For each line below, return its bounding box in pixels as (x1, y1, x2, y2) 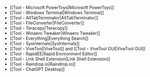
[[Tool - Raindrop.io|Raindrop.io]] (9, 61, 76, 67)
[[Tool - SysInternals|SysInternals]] (9, 41, 80, 46)
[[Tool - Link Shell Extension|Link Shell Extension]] (9, 56, 110, 62)
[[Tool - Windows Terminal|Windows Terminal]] (9, 10, 104, 15)
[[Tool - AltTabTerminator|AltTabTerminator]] (9, 15, 98, 20)
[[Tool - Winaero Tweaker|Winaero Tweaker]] (9, 31, 100, 36)
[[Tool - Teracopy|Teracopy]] (9, 25, 68, 31)
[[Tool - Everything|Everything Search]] (9, 35, 89, 41)
